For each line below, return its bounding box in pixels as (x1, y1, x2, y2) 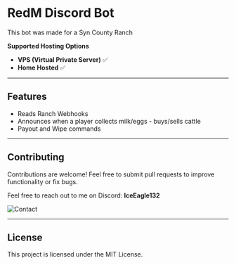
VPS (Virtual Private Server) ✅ (17, 55, 108, 64)
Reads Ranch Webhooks (17, 109, 88, 117)
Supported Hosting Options (7, 41, 89, 50)
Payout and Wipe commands (17, 124, 101, 133)
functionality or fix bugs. (7, 177, 79, 186)
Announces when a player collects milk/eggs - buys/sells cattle (17, 117, 202, 125)
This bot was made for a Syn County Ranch (7, 28, 133, 37)
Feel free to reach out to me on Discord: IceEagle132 (7, 191, 160, 200)
